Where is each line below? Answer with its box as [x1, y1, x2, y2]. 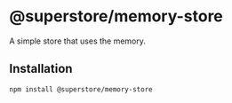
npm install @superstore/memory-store [9, 84, 153, 94]
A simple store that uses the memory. [9, 36, 147, 46]
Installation [9, 61, 73, 76]
